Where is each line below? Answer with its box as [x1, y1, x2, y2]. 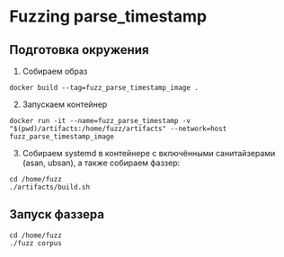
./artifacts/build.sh [9, 182, 91, 191]
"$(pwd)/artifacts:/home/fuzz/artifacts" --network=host [9, 124, 227, 133]
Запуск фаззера [9, 207, 105, 222]
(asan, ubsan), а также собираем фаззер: [22, 157, 181, 168]
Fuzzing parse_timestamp [9, 6, 208, 27]
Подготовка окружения [9, 42, 150, 58]
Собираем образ [22, 66, 88, 76]
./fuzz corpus [9, 238, 63, 248]
